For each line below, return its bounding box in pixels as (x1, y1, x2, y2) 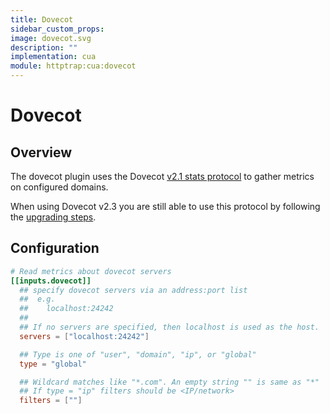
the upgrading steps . (10, 211, 97, 223)
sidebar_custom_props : (10, 24, 105, 34)
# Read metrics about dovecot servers (10, 266, 172, 276)
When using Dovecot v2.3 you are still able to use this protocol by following (10, 201, 321, 212)
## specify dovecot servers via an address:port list (19, 285, 248, 295)
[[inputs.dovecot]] (10, 276, 92, 286)
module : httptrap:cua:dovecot (10, 61, 137, 71)
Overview (10, 144, 73, 161)
